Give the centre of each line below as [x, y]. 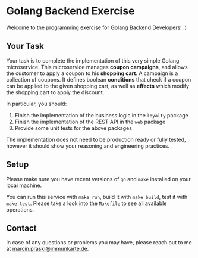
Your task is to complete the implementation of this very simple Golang [93, 60]
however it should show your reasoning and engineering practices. [88, 146]
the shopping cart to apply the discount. [55, 92]
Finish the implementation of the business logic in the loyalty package [101, 115]
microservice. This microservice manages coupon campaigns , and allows [97, 67]
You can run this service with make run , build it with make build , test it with [97, 197]
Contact [21, 228]
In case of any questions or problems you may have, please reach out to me [99, 243]
